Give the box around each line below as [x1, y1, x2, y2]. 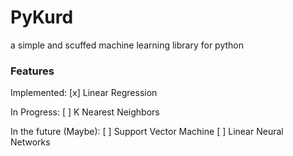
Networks [10, 136, 51, 148]
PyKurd [10, 6, 74, 29]
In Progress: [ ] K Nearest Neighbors [10, 106, 160, 118]
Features [10, 64, 55, 78]
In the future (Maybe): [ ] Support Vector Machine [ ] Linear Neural [10, 126, 284, 138]
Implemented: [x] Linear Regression [10, 87, 158, 99]
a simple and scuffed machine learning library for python [10, 39, 245, 51]
